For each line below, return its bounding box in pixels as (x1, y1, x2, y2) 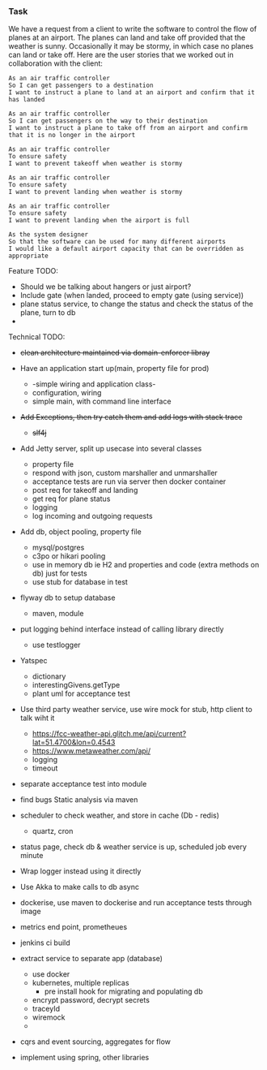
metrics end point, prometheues (19, 922, 128, 932)
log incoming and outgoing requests (32, 511, 153, 521)
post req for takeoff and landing (32, 485, 138, 495)
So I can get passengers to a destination (8, 81, 154, 90)
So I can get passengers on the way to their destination (8, 117, 208, 125)
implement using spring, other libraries (19, 1053, 150, 1063)
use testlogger (32, 640, 81, 650)
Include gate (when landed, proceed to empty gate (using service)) (19, 291, 244, 300)
